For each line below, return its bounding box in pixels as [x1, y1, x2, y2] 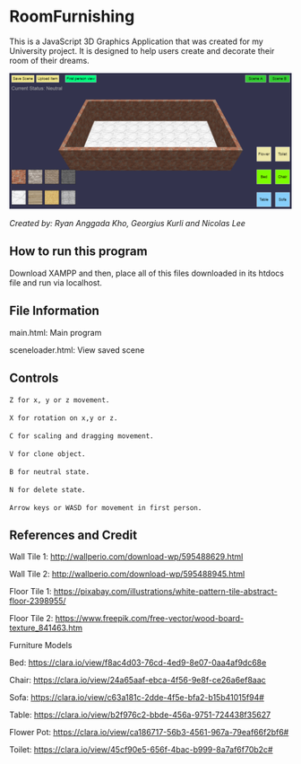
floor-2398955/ [9, 595, 66, 607]
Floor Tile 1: [9, 586, 52, 597]
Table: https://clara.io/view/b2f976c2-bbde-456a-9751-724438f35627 [9, 709, 271, 720]
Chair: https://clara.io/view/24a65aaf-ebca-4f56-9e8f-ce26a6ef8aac [9, 675, 266, 686]
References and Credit [9, 527, 137, 542]
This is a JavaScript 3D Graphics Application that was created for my [9, 36, 264, 47]
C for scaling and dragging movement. [9, 431, 154, 441]
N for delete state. [9, 485, 87, 495]
